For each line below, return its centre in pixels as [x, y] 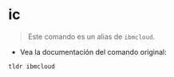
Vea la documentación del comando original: [93, 52]
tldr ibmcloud [32, 66]
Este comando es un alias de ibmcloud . [91, 37]
